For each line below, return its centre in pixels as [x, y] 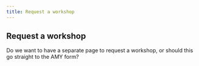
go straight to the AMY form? [43, 57]
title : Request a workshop [40, 12]
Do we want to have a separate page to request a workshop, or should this [100, 50]
